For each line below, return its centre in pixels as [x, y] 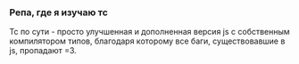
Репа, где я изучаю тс [59, 12]
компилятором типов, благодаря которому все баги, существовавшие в [147, 41]
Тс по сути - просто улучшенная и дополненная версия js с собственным [149, 32]
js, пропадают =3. [43, 51]
